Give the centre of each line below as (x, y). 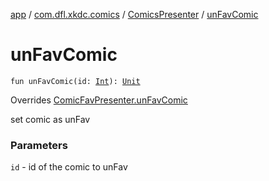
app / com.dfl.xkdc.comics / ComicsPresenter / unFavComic (134, 14)
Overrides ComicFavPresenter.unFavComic (99, 100)
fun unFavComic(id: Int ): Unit (75, 81)
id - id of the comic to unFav (69, 167)
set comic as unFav (50, 119)
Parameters (39, 145)
